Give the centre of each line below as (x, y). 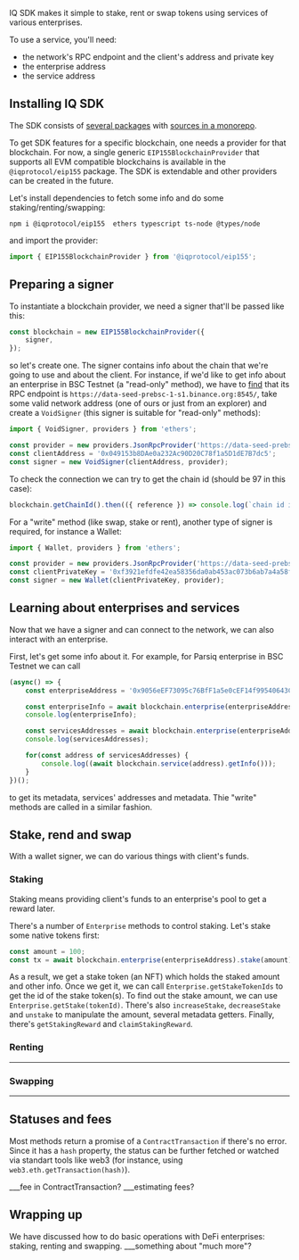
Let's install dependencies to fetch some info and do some (117, 198)
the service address (59, 76)
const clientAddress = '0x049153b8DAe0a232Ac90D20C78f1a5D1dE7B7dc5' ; (143, 453)
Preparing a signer (61, 285)
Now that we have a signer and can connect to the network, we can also (141, 629)
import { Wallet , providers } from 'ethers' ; (95, 548)
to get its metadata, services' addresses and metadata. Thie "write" (133, 797)
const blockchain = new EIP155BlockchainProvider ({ (107, 332)
